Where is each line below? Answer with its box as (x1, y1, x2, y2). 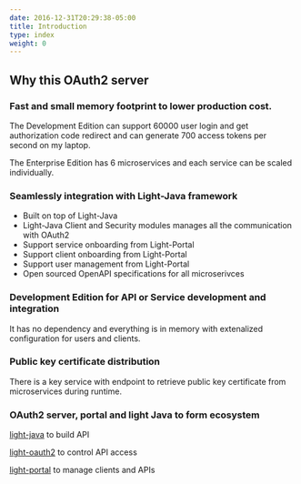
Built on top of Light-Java (22, 210, 118, 221)
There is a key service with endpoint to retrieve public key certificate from (9, 376, 286, 387)
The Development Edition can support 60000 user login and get (9, 120, 249, 131)
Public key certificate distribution (9, 356, 161, 368)
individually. (9, 166, 55, 177)
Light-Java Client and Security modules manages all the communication (22, 220, 293, 231)
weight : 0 (9, 38, 47, 48)
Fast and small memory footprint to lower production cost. (9, 99, 273, 112)
